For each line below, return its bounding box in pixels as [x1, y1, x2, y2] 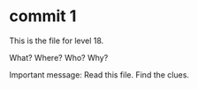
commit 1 [9, 6, 77, 26]
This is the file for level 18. [9, 35, 104, 46]
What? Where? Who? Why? [9, 52, 109, 63]
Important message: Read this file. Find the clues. [9, 69, 190, 80]
